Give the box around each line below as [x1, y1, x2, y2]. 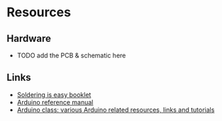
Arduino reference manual [16, 98, 94, 106]
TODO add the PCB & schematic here [16, 51, 126, 59]
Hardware [6, 33, 51, 45]
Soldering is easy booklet [16, 90, 91, 99]
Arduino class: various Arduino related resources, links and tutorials [16, 105, 215, 114]
